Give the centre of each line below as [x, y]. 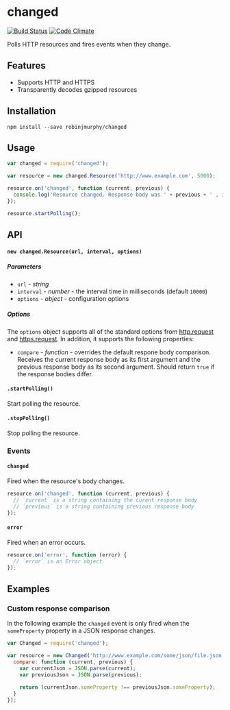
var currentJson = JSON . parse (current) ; [78, 668]
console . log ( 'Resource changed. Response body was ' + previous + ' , [116, 195]
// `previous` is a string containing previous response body [104, 506]
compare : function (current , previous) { [73, 662]
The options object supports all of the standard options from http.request [111, 331]
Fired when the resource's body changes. [66, 481]
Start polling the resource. [44, 403]
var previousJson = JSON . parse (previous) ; [81, 675]
